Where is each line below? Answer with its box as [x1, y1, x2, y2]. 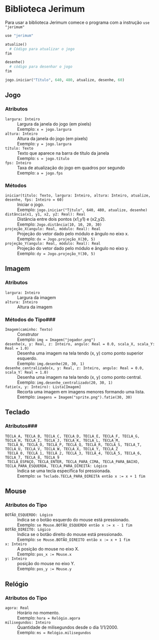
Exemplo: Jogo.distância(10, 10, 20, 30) [17, 221, 102, 227]
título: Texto [5, 146, 34, 151]
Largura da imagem [17, 294, 56, 300]
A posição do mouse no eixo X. [17, 546, 79, 552]
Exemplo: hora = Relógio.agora [17, 615, 80, 621]
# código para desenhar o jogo [9, 64, 73, 69]
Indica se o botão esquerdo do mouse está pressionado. [17, 517, 130, 523]
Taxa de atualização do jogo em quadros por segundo [17, 164, 125, 171]
